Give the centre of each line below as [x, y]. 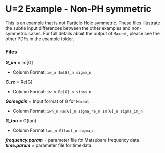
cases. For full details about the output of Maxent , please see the [94, 33]
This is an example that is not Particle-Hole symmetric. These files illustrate [83, 23]
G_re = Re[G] [19, 82]
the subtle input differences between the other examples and [68, 28]
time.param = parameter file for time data [49, 145]
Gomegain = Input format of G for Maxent [48, 101]
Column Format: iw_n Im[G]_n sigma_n [52, 72]
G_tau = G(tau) [21, 121]
